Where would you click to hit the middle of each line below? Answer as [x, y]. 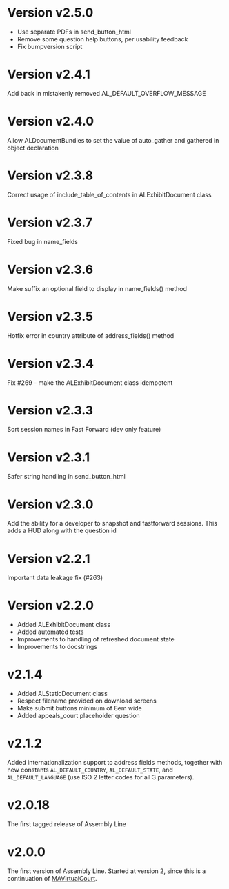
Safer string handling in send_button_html [66, 477]
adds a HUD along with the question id [62, 531]
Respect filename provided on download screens [87, 701]
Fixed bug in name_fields [42, 241]
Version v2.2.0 [51, 606]
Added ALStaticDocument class [62, 694]
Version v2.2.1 [49, 558]
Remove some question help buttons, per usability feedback [102, 39]
